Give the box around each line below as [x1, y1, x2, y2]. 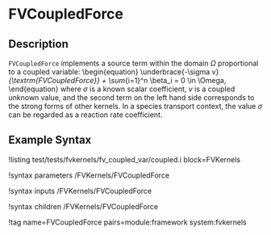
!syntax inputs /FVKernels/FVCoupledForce [8, 186, 152, 195]
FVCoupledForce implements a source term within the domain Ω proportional [8, 58, 259, 68]
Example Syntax [8, 133, 92, 147]
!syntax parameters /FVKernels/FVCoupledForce [8, 170, 170, 180]
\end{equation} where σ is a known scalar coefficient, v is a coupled [8, 84, 236, 94]
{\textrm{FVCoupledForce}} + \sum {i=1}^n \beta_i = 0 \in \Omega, [8, 76, 227, 85]
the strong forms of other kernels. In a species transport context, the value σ [8, 102, 263, 111]
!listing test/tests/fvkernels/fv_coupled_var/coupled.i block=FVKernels [8, 154, 241, 164]
